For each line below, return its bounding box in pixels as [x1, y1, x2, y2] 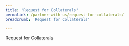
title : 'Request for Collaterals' [5, 7, 79, 13]
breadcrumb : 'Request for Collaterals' [5, 17, 90, 22]
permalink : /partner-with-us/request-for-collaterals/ [5, 12, 124, 17]
